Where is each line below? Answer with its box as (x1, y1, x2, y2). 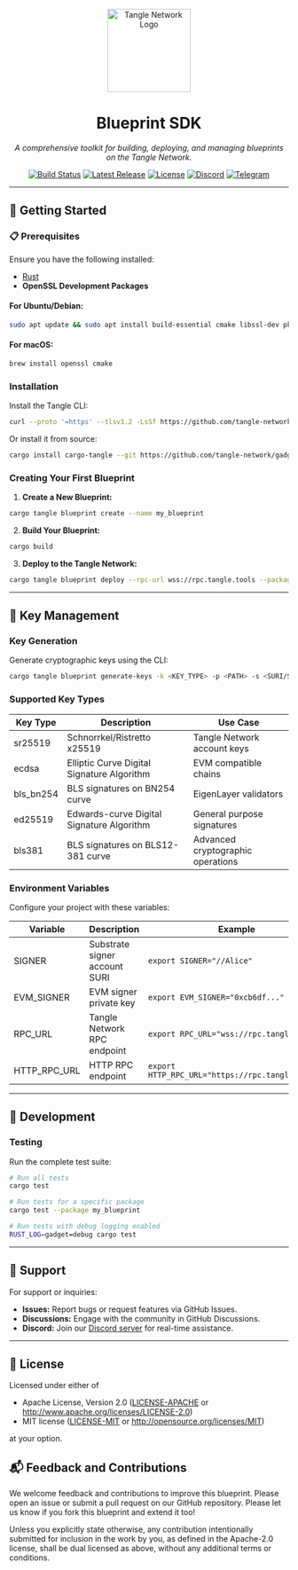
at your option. (9, 1433, 63, 1444)
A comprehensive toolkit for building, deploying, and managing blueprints (14, 142, 284, 153)
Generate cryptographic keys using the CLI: (9, 655, 169, 665)
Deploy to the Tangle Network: (21, 558, 137, 569)
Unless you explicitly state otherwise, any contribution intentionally (9, 1524, 254, 1535)
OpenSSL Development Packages (21, 280, 149, 291)
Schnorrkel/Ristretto (67, 731, 152, 743)
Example (217, 922, 255, 935)
